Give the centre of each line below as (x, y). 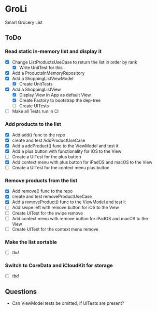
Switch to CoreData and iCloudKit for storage (59, 265)
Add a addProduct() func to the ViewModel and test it (65, 146)
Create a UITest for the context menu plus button (61, 167)
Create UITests (34, 106)
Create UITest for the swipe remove (47, 213)
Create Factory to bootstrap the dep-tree (60, 100)
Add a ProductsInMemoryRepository (48, 73)
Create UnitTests (36, 84)
